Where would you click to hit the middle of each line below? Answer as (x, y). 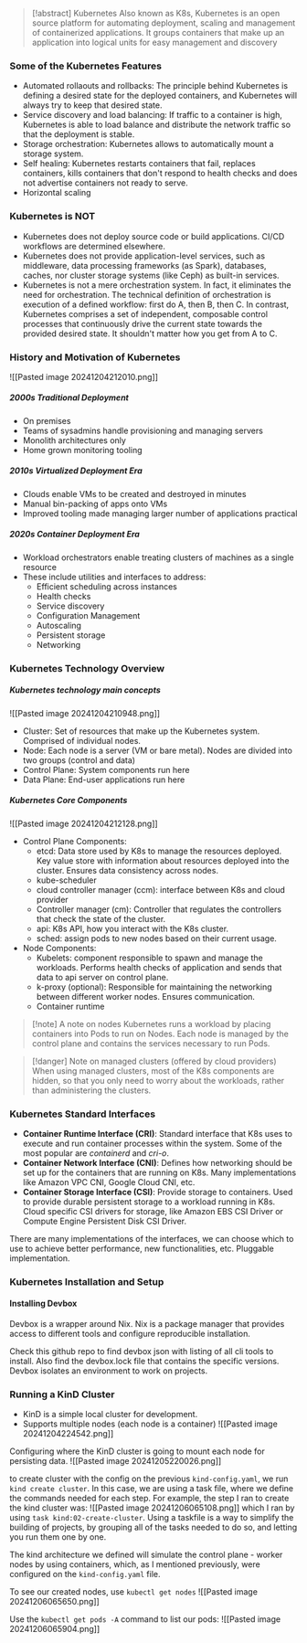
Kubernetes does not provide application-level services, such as (144, 256)
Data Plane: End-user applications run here (104, 779)
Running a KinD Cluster (62, 1394)
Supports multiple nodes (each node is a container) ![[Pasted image (150, 1424)
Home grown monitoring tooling (83, 450)
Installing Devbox (43, 1304)
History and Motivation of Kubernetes (95, 357)
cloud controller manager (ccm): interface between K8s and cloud (161, 889)
